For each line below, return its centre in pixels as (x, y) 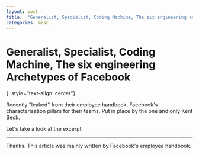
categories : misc (28, 22)
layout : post (22, 12)
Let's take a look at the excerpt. (45, 129)
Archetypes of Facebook (68, 77)
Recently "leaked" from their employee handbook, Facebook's (82, 105)
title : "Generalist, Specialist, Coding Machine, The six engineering (96, 17)
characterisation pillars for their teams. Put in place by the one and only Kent (99, 111)
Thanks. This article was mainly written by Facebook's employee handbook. (99, 146)
